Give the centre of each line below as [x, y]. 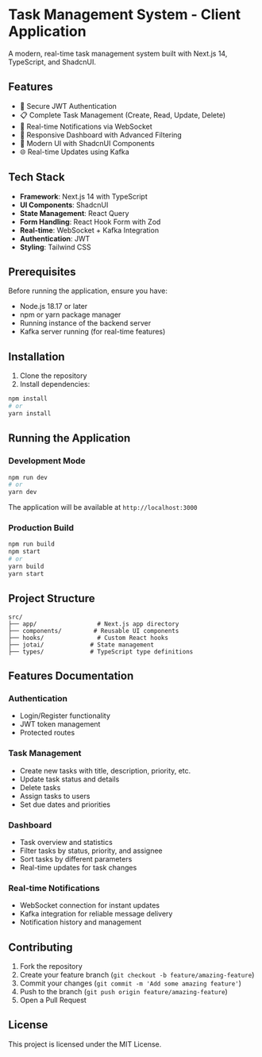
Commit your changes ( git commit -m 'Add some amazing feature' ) [131, 983]
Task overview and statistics [66, 842]
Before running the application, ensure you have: [88, 291]
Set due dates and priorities [65, 804]
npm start [25, 552]
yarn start [26, 573]
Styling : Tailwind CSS [55, 247]
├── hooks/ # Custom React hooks [89, 638]
